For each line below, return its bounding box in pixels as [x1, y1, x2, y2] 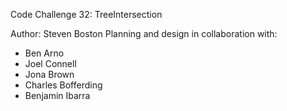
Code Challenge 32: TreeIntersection [10, 9, 163, 20]
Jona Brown [24, 69, 75, 80]
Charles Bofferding [24, 79, 103, 91]
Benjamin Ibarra [24, 90, 91, 101]
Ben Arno [24, 47, 65, 59]
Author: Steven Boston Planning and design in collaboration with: [10, 28, 278, 39]
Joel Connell [24, 58, 77, 69]
